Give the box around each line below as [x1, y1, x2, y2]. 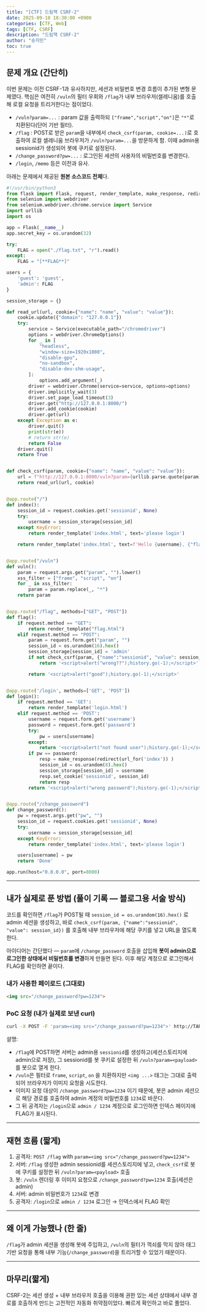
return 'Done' [17, 858, 53, 864]
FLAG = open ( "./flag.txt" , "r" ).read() [17, 247, 120, 253]
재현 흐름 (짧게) [6, 1135, 61, 1146]
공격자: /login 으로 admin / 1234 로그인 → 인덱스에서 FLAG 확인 [15, 1198, 170, 1205]
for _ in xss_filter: [17, 581, 72, 587]
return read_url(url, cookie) [17, 480, 95, 486]
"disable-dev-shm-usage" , [39, 366, 105, 372]
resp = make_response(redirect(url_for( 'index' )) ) [39, 756, 174, 763]
